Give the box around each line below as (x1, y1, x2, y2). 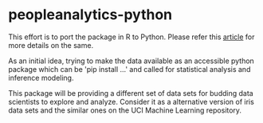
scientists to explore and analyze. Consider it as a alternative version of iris (8, 97, 255, 106)
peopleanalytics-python (8, 6, 173, 24)
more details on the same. (8, 40, 94, 50)
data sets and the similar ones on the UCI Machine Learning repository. (8, 105, 241, 115)
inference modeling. (8, 73, 74, 82)
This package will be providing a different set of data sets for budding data (8, 88, 253, 97)
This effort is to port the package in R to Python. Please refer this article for (8, 32, 255, 42)
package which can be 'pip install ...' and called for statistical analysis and (8, 64, 251, 73)
